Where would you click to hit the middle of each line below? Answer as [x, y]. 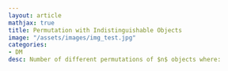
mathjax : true [32, 23]
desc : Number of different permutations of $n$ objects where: [115, 60]
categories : [28, 45]
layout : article [35, 15]
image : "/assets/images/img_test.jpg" [72, 37]
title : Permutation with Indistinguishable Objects [95, 30]
